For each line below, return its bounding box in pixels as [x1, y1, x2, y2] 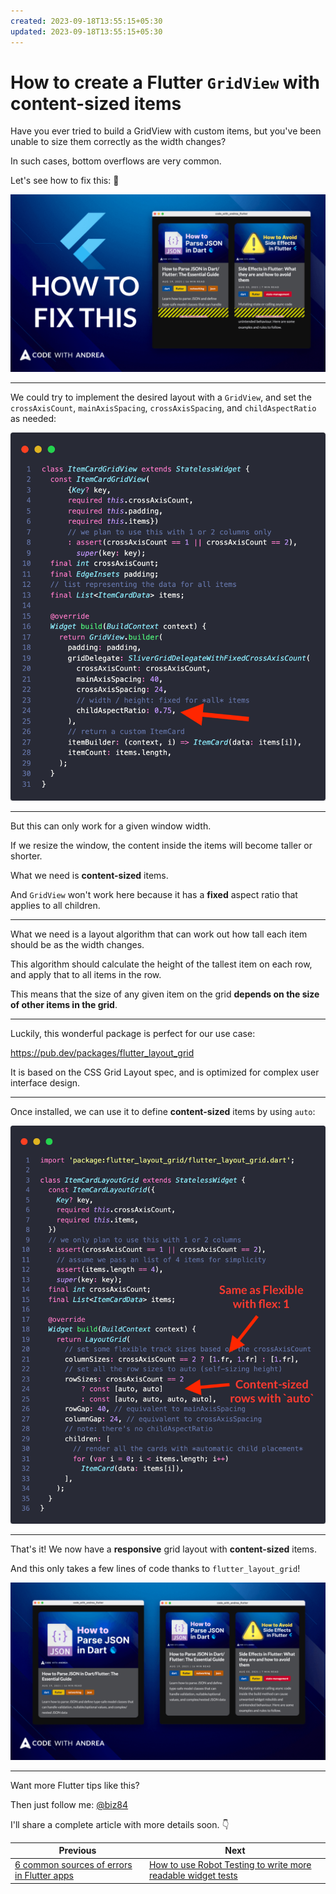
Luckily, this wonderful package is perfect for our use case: [10, 1028, 256, 1040]
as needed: [10, 412, 57, 424]
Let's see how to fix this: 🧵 [10, 175, 120, 187]
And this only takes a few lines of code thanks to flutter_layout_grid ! [10, 1563, 301, 1575]
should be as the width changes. [10, 939, 145, 951]
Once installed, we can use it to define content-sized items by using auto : [10, 1106, 316, 1118]
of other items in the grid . [10, 999, 118, 1011]
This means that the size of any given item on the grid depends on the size [10, 988, 320, 1000]
